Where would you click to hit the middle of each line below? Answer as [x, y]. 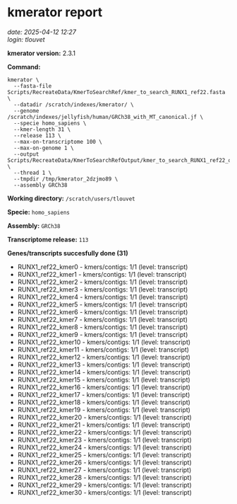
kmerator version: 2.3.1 [42, 53]
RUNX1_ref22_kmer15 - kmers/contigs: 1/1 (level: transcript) [104, 379]
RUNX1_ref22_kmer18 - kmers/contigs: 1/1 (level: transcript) [104, 402]
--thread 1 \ [33, 173]
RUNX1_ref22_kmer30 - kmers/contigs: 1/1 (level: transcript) [105, 492]
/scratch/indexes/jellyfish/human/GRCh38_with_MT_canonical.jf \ [105, 117]
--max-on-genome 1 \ [44, 148]
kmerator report [55, 12]
